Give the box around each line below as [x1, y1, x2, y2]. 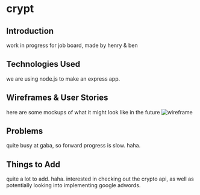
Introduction [6, 26, 54, 36]
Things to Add [6, 159, 60, 170]
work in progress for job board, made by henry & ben [6, 42, 138, 49]
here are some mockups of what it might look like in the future [6, 108, 160, 116]
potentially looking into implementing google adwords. [6, 182, 141, 189]
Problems [6, 126, 43, 137]
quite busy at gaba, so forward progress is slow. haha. [6, 142, 141, 149]
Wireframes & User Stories [6, 93, 108, 103]
